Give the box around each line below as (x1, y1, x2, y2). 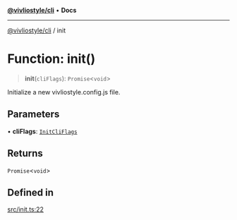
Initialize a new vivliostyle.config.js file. (7, 87, 121, 96)
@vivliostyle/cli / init (7, 26, 66, 35)
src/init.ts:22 (7, 205, 44, 214)
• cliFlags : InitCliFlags (7, 127, 78, 135)
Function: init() (7, 51, 96, 67)
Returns (7, 147, 44, 159)
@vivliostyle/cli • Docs (7, 6, 77, 14)
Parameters (7, 109, 60, 121)
